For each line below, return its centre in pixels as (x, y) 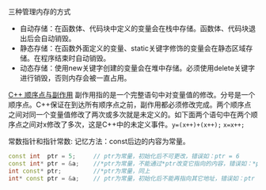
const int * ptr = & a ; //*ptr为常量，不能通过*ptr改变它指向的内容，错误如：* (132, 163)
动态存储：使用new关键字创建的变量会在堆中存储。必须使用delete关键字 (137, 68)
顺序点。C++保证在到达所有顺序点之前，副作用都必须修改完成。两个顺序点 (130, 104)
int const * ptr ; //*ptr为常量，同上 (79, 171)
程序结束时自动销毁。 (76, 58)
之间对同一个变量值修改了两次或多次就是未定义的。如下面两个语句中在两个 (129, 114)
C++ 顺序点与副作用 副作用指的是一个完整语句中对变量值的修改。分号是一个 (132, 95)
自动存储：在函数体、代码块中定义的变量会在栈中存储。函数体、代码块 (134, 28)
